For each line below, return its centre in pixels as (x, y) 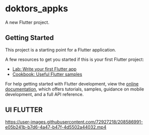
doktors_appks (37, 9)
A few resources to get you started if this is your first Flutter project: (74, 59)
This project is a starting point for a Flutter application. (61, 49)
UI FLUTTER (24, 110)
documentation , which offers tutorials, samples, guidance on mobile (74, 89)
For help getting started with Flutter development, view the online (72, 84)
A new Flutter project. (27, 22)
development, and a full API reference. (44, 94)
